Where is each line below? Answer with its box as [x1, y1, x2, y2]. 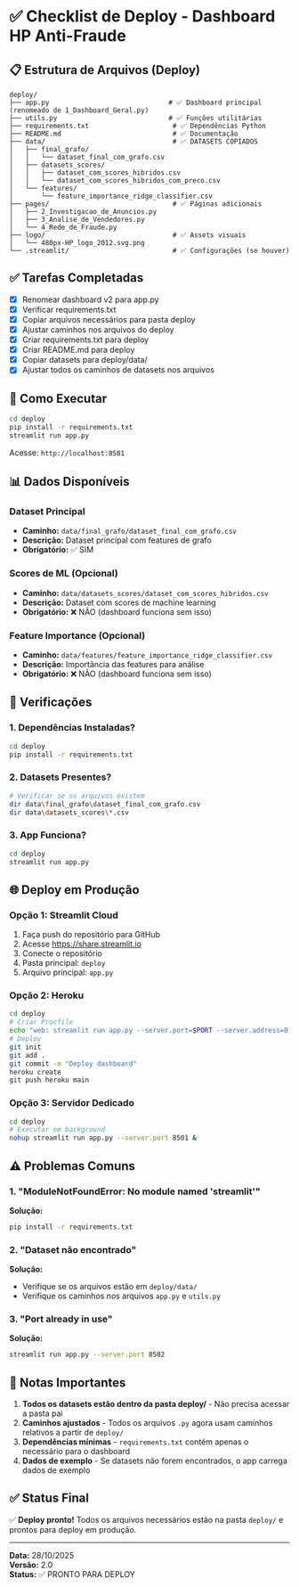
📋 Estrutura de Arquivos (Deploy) [9, 62, 200, 78]
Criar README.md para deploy [21, 345, 135, 356]
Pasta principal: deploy [21, 958, 106, 969]
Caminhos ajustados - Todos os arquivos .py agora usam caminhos [21, 1418, 273, 1428]
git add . [9, 1051, 46, 1059]
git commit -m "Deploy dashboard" [9, 1059, 138, 1068]
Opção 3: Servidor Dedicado [9, 1097, 135, 1109]
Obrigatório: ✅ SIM [21, 544, 94, 555]
